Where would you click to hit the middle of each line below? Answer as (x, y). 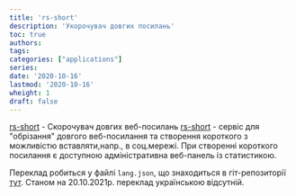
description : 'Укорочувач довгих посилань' (92, 26)
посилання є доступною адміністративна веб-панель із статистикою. (143, 156)
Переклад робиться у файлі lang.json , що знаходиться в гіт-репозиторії (148, 173)
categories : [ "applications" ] (66, 59)
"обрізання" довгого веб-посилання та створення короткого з (129, 137)
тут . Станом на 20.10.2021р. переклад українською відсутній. (127, 183)
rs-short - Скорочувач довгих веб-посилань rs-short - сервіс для (135, 127)
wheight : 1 (30, 93)
